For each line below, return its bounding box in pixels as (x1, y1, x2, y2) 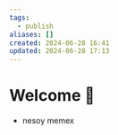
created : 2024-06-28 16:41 (9, 38, 110, 48)
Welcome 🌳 (9, 85, 96, 106)
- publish (17, 22, 54, 31)
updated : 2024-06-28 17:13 (9, 47, 110, 56)
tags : (9, 13, 29, 22)
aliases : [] (9, 30, 54, 39)
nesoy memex (21, 115, 74, 126)
